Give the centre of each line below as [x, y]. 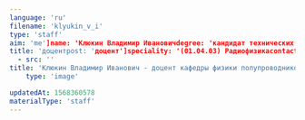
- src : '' [36, 60]
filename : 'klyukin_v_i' [56, 26]
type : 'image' [52, 77]
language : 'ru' [38, 18]
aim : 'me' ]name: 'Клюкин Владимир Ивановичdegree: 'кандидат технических [152, 43]
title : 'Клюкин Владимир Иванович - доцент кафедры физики [123, 69]
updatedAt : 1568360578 [52, 92]
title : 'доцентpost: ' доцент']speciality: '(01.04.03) [115, 51]
